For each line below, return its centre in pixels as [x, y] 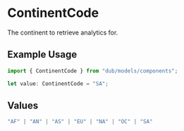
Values [23, 105]
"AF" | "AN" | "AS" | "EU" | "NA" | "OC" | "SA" [80, 122]
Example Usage [42, 55]
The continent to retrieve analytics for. [63, 32]
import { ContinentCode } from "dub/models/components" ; [93, 71]
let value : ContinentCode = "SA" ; [58, 83]
